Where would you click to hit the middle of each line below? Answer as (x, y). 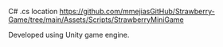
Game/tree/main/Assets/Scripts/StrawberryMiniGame (96, 20)
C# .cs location (33, 11)
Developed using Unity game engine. (69, 35)
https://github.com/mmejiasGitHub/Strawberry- (137, 11)
